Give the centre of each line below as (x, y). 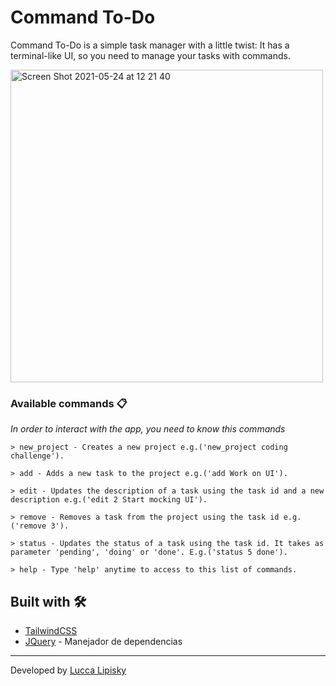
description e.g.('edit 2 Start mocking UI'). (109, 500)
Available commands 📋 (69, 403)
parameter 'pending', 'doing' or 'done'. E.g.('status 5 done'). (149, 552)
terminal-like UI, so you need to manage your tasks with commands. (150, 55)
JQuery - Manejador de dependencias (103, 642)
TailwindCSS (51, 631)
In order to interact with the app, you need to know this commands (148, 429)
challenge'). (37, 456)
